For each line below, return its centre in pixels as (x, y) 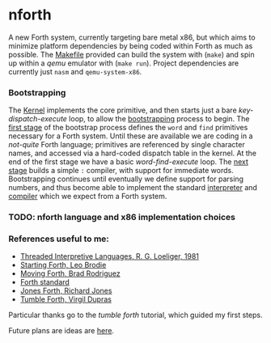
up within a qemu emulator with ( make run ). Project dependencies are (124, 63)
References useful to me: (59, 239)
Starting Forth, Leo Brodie (63, 265)
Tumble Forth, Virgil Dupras (66, 299)
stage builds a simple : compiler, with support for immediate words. (121, 171)
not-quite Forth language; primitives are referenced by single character (127, 145)
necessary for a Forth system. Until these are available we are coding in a (131, 136)
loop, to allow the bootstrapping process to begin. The (159, 119)
